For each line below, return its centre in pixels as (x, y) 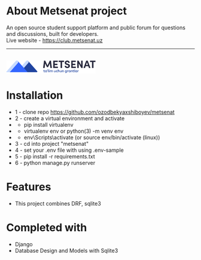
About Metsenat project (67, 11)
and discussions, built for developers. (52, 33)
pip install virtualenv (48, 124)
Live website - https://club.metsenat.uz (54, 40)
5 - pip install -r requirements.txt (55, 156)
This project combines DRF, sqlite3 (58, 203)
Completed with (47, 228)
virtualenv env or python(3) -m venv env (74, 131)
